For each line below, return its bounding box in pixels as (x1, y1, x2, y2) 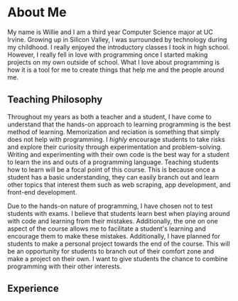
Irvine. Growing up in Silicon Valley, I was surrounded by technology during (7, 35, 227, 43)
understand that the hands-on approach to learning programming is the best (7, 120, 231, 128)
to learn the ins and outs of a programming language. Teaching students (7, 158, 219, 166)
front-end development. (7, 187, 77, 196)
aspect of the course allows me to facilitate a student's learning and (7, 224, 206, 233)
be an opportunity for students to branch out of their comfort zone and (7, 246, 215, 256)
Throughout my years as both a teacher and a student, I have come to (7, 112, 212, 121)
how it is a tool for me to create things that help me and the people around (7, 65, 225, 74)
